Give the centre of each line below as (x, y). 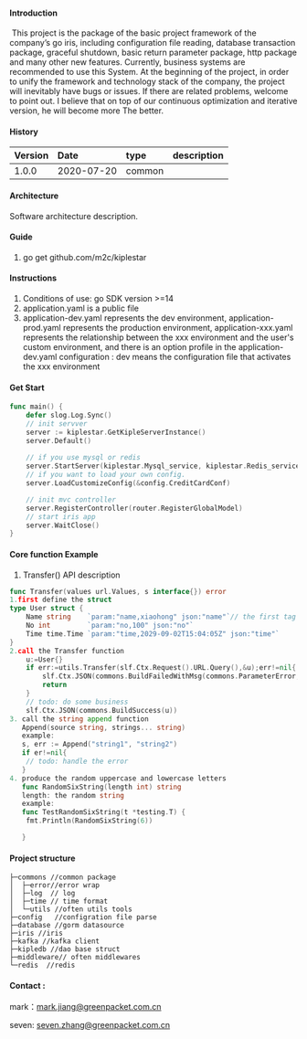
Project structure (42, 858)
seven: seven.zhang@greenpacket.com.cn (90, 1025)
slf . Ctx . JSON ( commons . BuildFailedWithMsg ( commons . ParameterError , (171, 676)
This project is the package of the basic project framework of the (134, 33)
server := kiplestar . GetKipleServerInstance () (116, 432)
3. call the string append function (79, 719)
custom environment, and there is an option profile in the (129, 347)
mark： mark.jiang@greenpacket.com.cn (85, 1007)
